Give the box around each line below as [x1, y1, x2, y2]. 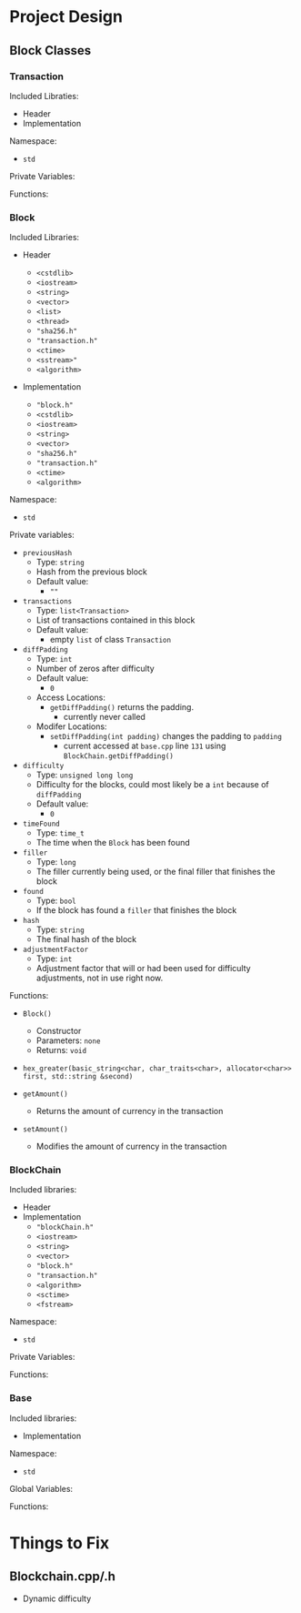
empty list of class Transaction [49, 634, 171, 645]
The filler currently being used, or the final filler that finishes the [35, 867, 276, 878]
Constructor [35, 1026, 82, 1037]
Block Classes [9, 43, 92, 58]
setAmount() [22, 1125, 68, 1134]
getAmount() [22, 1090, 68, 1099]
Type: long [35, 857, 76, 867]
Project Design [9, 6, 123, 27]
